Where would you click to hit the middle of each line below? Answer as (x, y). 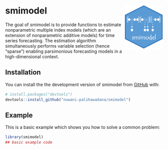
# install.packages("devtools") (39, 94)
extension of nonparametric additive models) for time (60, 35)
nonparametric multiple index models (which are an (58, 30)
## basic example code (29, 142)
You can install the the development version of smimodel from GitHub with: (82, 84)
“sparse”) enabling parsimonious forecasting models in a (64, 51)
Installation (23, 72)
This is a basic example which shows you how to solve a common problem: (82, 127)
